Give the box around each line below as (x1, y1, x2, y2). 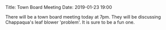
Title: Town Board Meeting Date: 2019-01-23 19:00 (5, 4, 112, 10)
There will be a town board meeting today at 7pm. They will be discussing (5, 14, 161, 19)
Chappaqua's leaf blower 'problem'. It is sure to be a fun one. (5, 19, 135, 25)
